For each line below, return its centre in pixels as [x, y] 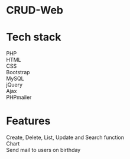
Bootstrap [18, 72]
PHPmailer [19, 97]
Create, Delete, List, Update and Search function [65, 138]
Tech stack [34, 37]
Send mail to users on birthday [43, 150]
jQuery [14, 85]
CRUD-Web [35, 10]
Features [28, 121]
